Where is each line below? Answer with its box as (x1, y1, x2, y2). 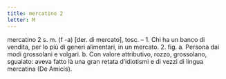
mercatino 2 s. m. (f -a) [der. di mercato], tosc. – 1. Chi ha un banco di (7, 35, 205, 43)
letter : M (7, 16, 36, 23)
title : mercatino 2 (7, 10, 64, 17)
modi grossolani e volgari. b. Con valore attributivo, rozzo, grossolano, (7, 49, 207, 58)
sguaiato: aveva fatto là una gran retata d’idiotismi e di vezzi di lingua (7, 57, 204, 65)
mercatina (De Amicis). (7, 65, 73, 73)
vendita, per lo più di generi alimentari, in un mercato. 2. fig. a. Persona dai (7, 43, 220, 51)
